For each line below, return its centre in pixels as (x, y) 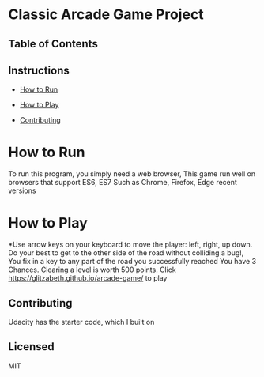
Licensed (32, 347)
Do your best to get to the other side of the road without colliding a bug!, (126, 253)
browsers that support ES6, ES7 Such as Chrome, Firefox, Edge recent (123, 183)
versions (22, 190)
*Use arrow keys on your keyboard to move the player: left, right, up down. (130, 245)
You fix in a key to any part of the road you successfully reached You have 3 (132, 262)
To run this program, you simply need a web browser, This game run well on (132, 174)
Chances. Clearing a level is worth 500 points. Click (92, 270)
